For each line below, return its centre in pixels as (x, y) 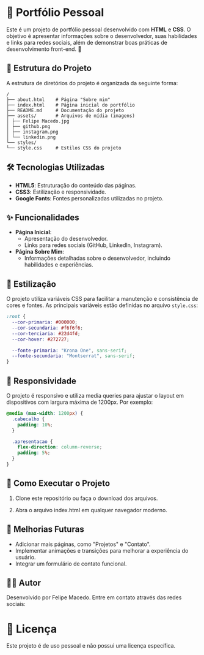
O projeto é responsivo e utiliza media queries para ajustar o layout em (95, 396)
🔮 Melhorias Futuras (45, 529)
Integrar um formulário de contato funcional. (71, 564)
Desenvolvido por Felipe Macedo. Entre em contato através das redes (94, 597)
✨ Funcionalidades (43, 217)
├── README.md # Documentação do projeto (65, 110)
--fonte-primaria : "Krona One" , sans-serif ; (69, 350)
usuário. (25, 557)
